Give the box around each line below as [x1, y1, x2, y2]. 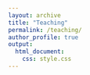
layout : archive [8, 11, 61, 20]
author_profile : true [8, 33, 79, 41]
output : [8, 41, 34, 48]
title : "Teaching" [8, 19, 68, 27]
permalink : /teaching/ [8, 26, 82, 34]
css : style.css [22, 55, 72, 63]
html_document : [15, 48, 65, 55]
